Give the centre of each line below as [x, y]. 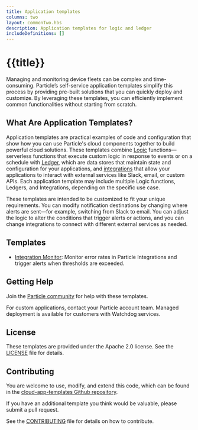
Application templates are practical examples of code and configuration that [99, 137]
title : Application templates [43, 12]
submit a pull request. [33, 410]
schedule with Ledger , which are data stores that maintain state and [89, 162]
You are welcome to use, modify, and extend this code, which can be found [98, 386]
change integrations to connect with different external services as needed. [97, 224]
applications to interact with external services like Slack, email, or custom [95, 174]
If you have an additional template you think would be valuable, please [92, 403]
